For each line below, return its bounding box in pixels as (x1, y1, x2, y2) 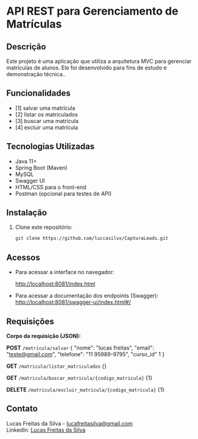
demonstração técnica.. (6, 71, 66, 77)
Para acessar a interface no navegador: (15, 269, 115, 276)
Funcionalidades (6, 88, 71, 99)
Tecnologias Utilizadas (6, 141, 95, 152)
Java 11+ (15, 157, 37, 165)
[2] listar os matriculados (15, 111, 78, 118)
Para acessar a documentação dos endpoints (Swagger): (15, 292, 158, 300)
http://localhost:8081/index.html (15, 280, 96, 287)
